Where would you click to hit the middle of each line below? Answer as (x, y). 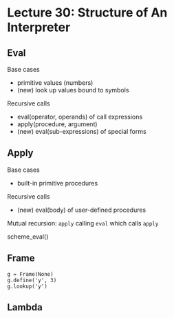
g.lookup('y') (28, 286)
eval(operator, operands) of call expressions (80, 117)
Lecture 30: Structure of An (87, 13)
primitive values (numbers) (55, 83)
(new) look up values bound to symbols (73, 90)
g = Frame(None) (30, 274)
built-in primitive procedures (57, 183)
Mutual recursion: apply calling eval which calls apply (83, 223)
